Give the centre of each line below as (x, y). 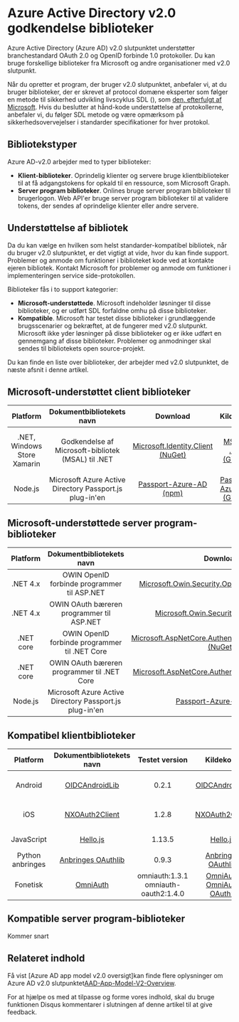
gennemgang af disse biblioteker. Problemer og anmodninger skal (114, 341)
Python (29, 855)
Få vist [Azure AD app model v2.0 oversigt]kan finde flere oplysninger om (115, 975)
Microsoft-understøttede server (80, 523)
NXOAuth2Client (92, 814)
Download (173, 416)
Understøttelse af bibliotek (68, 228)
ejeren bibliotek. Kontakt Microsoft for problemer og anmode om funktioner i (119, 267)
